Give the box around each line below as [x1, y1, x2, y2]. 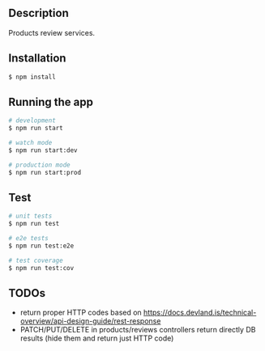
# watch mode [8, 139, 53, 147]
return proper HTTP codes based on [19, 307, 142, 318]
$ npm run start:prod [8, 168, 82, 176]
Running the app [8, 95, 93, 108]
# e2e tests [8, 235, 49, 243]
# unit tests [8, 212, 53, 221]
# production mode [8, 161, 71, 169]
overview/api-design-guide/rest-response [19, 316, 161, 326]
